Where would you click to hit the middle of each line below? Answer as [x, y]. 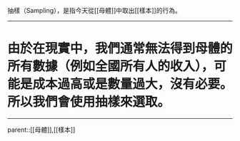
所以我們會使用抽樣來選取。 [89, 102]
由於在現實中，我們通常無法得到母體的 [120, 49]
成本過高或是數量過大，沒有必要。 [133, 84]
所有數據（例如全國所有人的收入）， [111, 67]
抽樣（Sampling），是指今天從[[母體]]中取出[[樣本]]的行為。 [95, 10]
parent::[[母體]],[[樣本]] [41, 130]
